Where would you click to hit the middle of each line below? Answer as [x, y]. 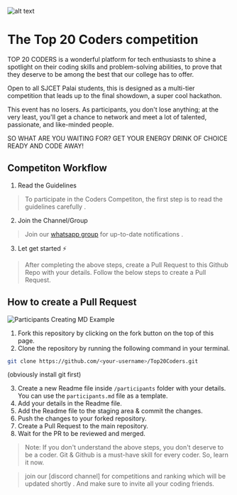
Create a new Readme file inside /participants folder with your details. [122, 388]
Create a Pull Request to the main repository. [83, 426]
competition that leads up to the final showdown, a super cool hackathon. [115, 95]
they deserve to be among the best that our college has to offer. [101, 74]
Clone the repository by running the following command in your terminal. [124, 348]
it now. [34, 462]
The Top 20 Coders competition [103, 40]
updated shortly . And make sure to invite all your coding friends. [120, 484]
